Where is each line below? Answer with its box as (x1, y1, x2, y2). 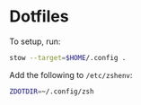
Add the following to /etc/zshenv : (9, 69, 133, 80)
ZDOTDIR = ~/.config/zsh (9, 87, 94, 96)
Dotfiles (9, 6, 69, 27)
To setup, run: (9, 36, 61, 47)
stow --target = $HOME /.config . (9, 53, 127, 62)
